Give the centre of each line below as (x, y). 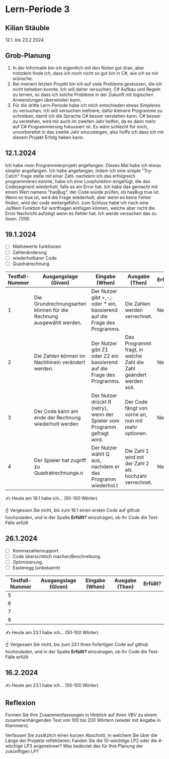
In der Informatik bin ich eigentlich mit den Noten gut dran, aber (78, 68)
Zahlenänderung (29, 252)
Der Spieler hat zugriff (60, 460)
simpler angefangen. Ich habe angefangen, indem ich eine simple (73, 171)
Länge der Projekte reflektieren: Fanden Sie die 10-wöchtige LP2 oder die (81, 741)
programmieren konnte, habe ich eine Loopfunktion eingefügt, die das (78, 181)
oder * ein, (104, 304)
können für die (51, 310)
